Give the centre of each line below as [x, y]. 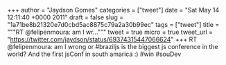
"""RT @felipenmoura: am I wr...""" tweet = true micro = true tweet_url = [110, 32]
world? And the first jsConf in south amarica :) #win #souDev [94, 54]
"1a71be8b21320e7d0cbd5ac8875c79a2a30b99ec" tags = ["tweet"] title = [113, 25]
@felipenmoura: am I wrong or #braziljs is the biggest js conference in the [113, 47]
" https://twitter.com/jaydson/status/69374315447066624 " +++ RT [102, 39]
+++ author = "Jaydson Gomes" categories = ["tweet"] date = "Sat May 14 [113, 10]
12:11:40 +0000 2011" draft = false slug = [65, 17]
